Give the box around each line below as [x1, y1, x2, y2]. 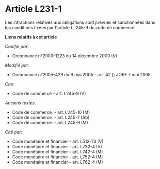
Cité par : [5, 129, 23, 135]
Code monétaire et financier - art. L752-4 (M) [12, 154, 103, 160]
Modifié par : [5, 62, 30, 68]
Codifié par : [5, 43, 29, 49]
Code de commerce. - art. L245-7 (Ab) [12, 114, 90, 120]
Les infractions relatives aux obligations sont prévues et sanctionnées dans [5, 19, 156, 25]
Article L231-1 [5, 3, 62, 15]
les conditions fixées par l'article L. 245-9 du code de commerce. [5, 24, 136, 30]
